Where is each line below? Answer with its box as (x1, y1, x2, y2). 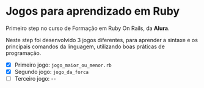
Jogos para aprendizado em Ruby (5, 4, 180, 18)
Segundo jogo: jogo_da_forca (14, 68, 89, 75)
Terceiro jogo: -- (14, 75, 56, 82)
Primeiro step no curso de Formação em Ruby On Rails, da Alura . (5, 24, 170, 32)
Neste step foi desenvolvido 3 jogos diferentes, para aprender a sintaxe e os (5, 36, 198, 43)
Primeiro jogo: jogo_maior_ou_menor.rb (14, 61, 112, 68)
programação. (5, 49, 42, 56)
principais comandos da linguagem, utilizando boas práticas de (5, 43, 166, 50)
